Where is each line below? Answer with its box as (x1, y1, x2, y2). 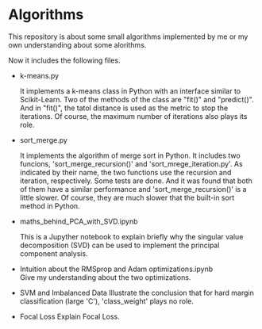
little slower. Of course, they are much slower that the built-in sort (19, 193, 235, 202)
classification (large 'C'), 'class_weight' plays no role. (19, 296, 195, 306)
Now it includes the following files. (8, 55, 121, 65)
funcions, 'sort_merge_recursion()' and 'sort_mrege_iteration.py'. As (19, 159, 244, 168)
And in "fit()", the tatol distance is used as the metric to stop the (19, 103, 229, 113)
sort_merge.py (19, 135, 67, 144)
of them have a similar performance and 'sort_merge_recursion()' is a (19, 184, 247, 193)
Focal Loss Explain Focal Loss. (19, 312, 121, 321)
